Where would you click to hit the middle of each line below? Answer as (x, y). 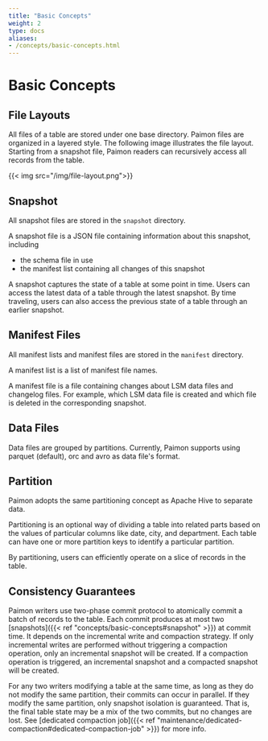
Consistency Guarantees (72, 591)
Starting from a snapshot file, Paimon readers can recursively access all (128, 152)
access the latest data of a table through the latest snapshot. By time (122, 292)
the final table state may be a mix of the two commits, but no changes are (130, 712)
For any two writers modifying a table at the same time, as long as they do (131, 686)
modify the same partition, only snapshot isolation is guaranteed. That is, (129, 703)
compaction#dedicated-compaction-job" (76, 729)
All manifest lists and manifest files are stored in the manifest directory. (126, 354)
